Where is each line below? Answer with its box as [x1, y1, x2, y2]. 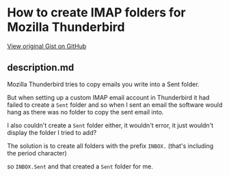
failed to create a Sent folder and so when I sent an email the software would [7, 101, 223, 109]
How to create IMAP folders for [7, 5, 186, 21]
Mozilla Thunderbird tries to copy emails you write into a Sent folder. [7, 80, 200, 88]
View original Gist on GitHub [7, 42, 87, 50]
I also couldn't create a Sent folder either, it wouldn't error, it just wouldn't [7, 121, 214, 129]
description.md [7, 62, 75, 73]
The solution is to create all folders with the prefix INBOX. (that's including [7, 142, 214, 150]
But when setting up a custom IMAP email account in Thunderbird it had [7, 93, 210, 101]
